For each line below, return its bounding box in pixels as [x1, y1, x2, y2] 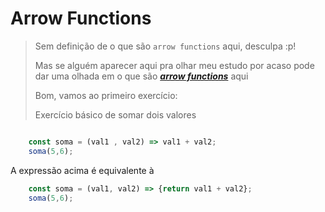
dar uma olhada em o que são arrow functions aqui [34, 70, 249, 82]
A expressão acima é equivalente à [10, 164, 155, 176]
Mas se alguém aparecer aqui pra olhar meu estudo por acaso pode [34, 59, 315, 71]
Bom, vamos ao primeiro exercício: [34, 89, 178, 101]
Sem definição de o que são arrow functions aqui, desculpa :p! [34, 40, 297, 52]
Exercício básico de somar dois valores [34, 108, 197, 121]
